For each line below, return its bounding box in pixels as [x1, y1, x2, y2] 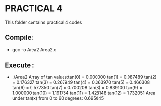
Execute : [5, 61, 34, 70]
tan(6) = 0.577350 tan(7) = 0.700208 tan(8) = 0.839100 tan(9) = [12, 84, 143, 90]
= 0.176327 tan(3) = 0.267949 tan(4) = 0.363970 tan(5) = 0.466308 [12, 79, 150, 85]
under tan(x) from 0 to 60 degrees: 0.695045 [12, 95, 104, 101]
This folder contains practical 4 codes [5, 19, 82, 25]
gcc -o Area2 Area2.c [12, 46, 57, 52]
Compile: [5, 34, 33, 42]
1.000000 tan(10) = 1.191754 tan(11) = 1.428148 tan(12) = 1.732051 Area [12, 90, 156, 96]
